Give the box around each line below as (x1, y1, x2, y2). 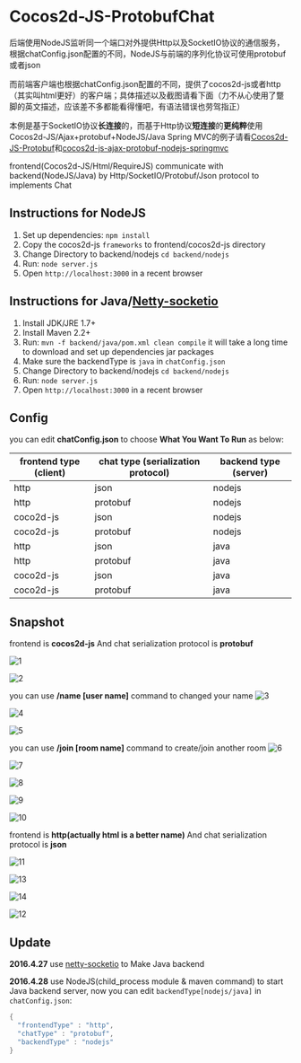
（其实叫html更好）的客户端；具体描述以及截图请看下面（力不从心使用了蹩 (9, 90, 285, 101)
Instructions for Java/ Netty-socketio (9, 294, 219, 309)
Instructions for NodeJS (9, 206, 146, 221)
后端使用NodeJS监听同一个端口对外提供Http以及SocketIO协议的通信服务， (9, 37, 285, 48)
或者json (9, 59, 41, 70)
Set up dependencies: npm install (21, 229, 150, 240)
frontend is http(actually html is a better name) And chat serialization (9, 830, 267, 840)
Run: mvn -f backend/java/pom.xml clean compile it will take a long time (21, 337, 288, 347)
